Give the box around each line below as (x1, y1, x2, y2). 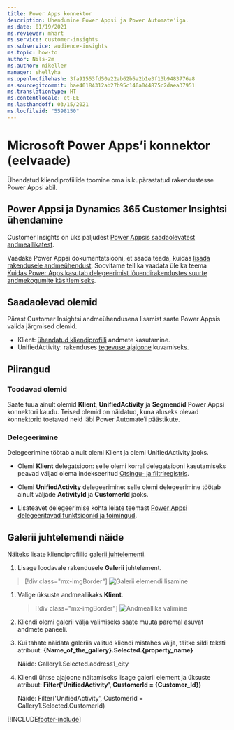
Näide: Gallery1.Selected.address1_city (17, 659, 129, 668)
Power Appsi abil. (7, 183, 58, 191)
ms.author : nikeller (7, 62, 68, 69)
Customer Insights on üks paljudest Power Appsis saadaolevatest (7, 233, 196, 241)
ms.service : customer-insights (7, 36, 98, 43)
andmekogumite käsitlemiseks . (7, 276, 96, 284)
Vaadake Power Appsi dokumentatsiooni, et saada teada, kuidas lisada (7, 254, 211, 262)
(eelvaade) (7, 152, 71, 168)
